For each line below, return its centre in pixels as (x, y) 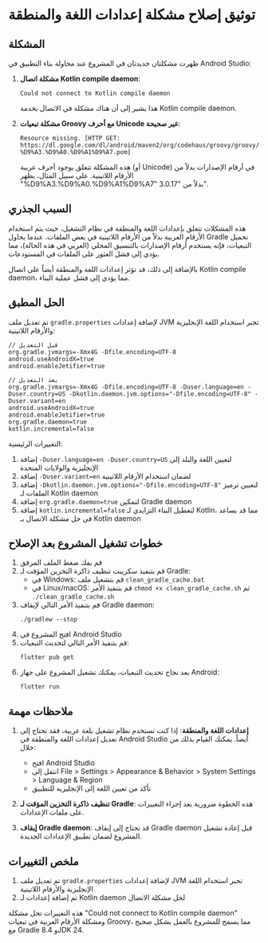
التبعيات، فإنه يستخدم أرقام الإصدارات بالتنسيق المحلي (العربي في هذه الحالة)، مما (130, 245)
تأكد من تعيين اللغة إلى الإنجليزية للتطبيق (91, 788)
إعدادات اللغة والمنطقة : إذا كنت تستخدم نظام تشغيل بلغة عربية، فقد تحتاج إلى (134, 731)
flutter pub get (47, 657)
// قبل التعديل (33, 345)
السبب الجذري (40, 209)
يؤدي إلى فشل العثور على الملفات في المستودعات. (84, 254)
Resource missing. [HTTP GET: (70, 138)
